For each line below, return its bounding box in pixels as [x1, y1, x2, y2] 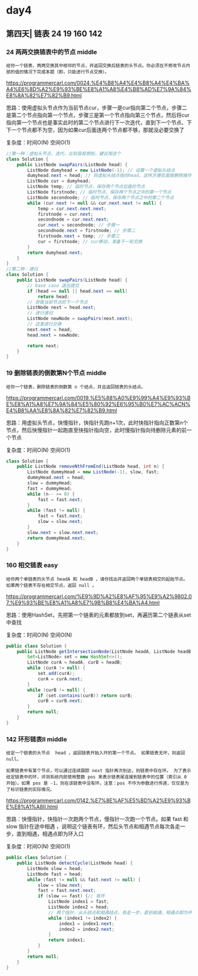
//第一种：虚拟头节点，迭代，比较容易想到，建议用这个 [6, 150, 121, 157]
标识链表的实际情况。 [10, 787, 55, 793]
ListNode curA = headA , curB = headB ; [27, 660, 123, 665]
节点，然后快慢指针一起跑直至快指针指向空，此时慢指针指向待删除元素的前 [6, 426, 187, 434]
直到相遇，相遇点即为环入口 [16, 830, 84, 838]
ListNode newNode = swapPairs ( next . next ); [27, 316, 133, 322]
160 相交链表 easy [6, 561, 58, 570]
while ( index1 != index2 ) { [48, 915, 117, 921]
